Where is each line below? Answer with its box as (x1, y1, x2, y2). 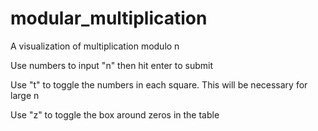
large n (10, 89, 40, 101)
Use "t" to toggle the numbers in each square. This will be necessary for (10, 78, 308, 91)
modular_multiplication (10, 7, 208, 30)
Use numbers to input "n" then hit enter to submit (10, 59, 214, 71)
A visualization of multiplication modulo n (10, 40, 180, 52)
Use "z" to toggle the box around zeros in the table (10, 108, 220, 121)
